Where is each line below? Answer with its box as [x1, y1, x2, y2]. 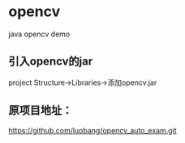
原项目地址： [8, 103, 73, 117]
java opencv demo [8, 29, 71, 39]
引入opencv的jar [8, 55, 93, 69]
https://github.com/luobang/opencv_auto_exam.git [8, 125, 177, 135]
